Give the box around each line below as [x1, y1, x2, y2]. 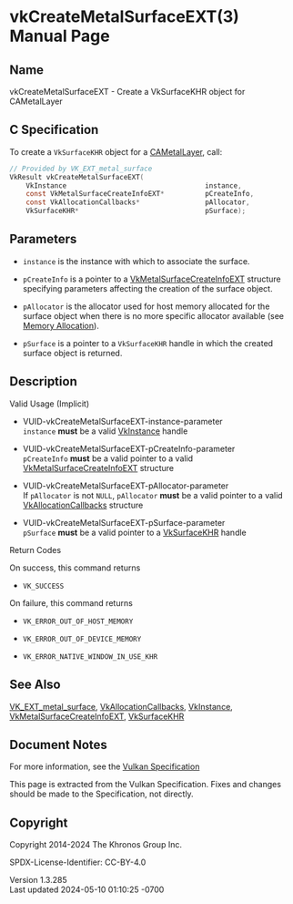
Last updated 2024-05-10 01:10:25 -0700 [9, 884, 165, 895]
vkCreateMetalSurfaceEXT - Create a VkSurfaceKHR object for [9, 87, 246, 97]
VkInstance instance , [25, 180, 243, 190]
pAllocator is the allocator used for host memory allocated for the [22, 301, 270, 312]
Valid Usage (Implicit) [9, 398, 90, 409]
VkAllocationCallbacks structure [22, 499, 144, 510]
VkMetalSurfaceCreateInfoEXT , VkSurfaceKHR [9, 711, 185, 722]
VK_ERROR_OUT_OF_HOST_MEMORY [22, 617, 134, 626]
